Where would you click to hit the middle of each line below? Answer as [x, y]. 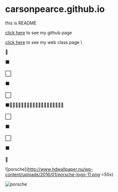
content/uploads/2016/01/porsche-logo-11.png [53, 174]
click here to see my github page [39, 32]
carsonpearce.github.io [55, 9]
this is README [21, 23]
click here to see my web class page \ [44, 42]
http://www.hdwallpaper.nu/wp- [60, 169]
